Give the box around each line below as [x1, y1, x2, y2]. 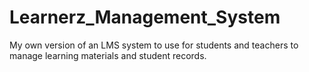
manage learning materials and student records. [9, 49, 207, 61]
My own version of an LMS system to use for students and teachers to [9, 39, 299, 51]
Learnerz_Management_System [9, 6, 281, 29]
